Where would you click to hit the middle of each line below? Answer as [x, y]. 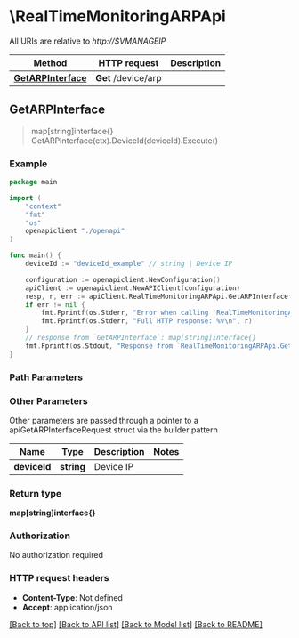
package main [33, 182]
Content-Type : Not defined [72, 597]
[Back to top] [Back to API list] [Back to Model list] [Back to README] [136, 624]
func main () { [36, 255]
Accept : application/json [67, 607]
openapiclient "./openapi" [75, 231]
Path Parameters [46, 377]
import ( [25, 198]
